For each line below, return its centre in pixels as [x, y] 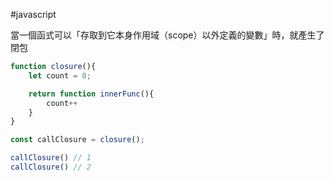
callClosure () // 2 [51, 167]
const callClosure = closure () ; [77, 140]
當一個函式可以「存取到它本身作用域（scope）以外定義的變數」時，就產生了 [167, 35]
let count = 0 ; [60, 75]
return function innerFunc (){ [91, 94]
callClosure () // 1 [51, 158]
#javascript [33, 14]
